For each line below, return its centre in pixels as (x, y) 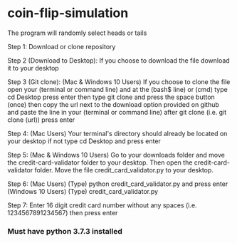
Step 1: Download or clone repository (62, 46)
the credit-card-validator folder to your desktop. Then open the (100, 162)
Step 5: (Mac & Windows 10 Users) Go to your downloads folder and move (116, 155)
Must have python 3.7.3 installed (65, 231)
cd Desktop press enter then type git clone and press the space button (111, 97)
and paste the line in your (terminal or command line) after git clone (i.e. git (117, 112)
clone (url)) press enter (41, 120)
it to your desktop (33, 68)
